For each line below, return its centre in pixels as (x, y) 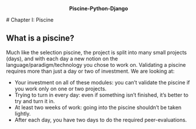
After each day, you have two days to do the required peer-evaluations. (101, 120)
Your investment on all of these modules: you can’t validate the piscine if (102, 82)
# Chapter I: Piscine (30, 20)
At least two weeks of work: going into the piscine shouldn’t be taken (98, 107)
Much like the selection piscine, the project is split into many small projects (97, 52)
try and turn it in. (35, 101)
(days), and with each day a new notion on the (62, 59)
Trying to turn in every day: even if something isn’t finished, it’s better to (102, 95)
